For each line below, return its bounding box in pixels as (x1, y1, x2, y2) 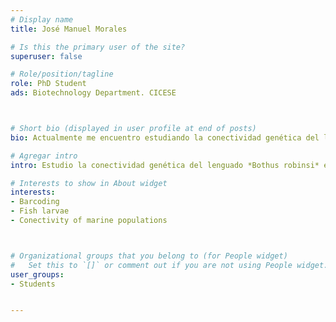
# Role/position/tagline (10, 69, 114, 80)
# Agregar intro (10, 151, 78, 161)
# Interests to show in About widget (10, 178, 168, 188)
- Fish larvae (10, 206, 70, 216)
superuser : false (10, 51, 83, 61)
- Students (10, 279, 56, 289)
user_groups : (10, 269, 65, 280)
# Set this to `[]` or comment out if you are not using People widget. (10, 260, 329, 270)
